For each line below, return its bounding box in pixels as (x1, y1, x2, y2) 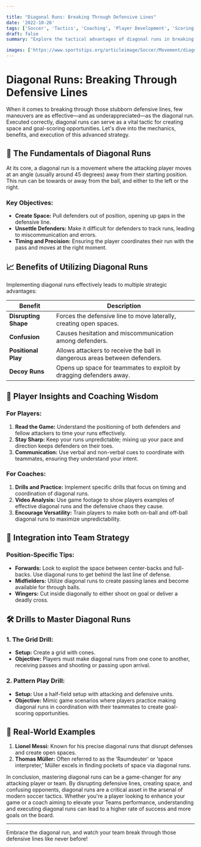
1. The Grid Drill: (6, 635, 54, 644)
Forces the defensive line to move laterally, (56, 311, 176, 320)
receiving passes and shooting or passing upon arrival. (14, 662, 151, 669)
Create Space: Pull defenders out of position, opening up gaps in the (14, 212, 185, 220)
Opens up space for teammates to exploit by (56, 364, 181, 372)
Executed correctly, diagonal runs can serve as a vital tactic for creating (6, 118, 184, 125)
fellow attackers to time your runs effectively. (14, 429, 127, 437)
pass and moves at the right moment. (14, 244, 107, 251)
